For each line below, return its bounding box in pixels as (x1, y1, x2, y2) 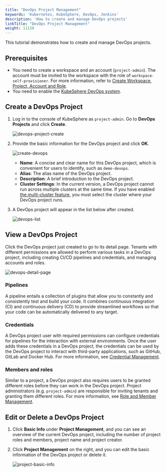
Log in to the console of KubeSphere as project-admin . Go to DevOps (12, 116, 156, 122)
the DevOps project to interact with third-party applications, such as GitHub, (5, 349, 162, 354)
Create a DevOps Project (5, 103, 83, 111)
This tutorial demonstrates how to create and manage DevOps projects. (5, 39, 152, 45)
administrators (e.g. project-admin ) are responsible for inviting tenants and (5, 388, 158, 394)
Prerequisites (5, 54, 48, 62)
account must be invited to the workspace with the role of (12, 72, 131, 78)
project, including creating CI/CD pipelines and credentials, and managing (5, 254, 157, 260)
